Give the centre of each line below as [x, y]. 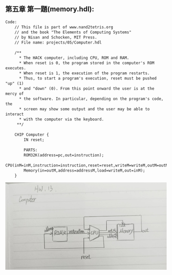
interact [15, 114]
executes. [16, 68]
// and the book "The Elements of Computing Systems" [73, 32]
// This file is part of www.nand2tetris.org [64, 27]
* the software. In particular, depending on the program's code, [91, 99]
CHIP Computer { [32, 135]
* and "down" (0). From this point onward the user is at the [87, 89]
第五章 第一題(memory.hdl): [50, 9]
